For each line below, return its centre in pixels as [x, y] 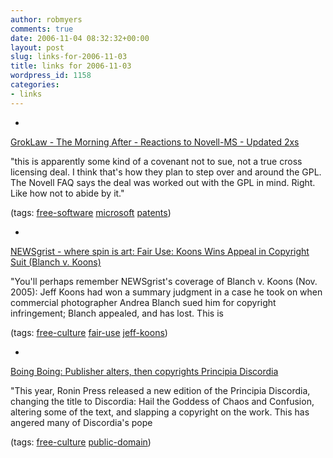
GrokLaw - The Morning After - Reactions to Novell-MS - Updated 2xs [155, 142]
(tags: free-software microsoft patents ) [91, 212]
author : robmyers [46, 19]
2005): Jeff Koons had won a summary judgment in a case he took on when [166, 292]
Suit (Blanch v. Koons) [56, 262]
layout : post [37, 47]
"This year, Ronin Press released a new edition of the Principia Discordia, [160, 390]
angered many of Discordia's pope [81, 422]
